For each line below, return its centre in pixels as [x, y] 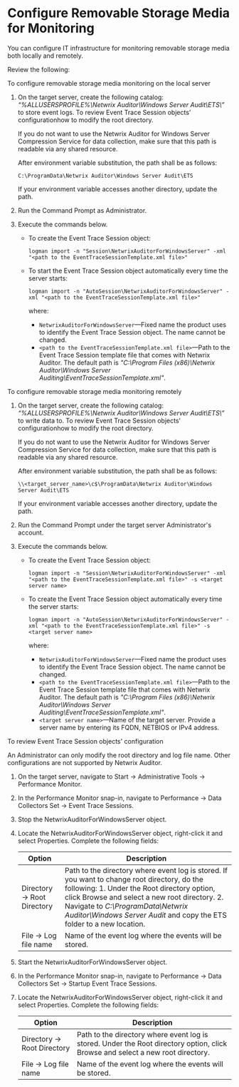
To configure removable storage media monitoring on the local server [109, 83]
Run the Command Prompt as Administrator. [82, 210]
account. [31, 532]
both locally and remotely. [46, 56]
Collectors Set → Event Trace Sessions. [75, 805]
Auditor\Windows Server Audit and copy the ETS [146, 915]
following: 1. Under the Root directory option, [140, 888]
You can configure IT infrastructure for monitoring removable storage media [118, 48]
